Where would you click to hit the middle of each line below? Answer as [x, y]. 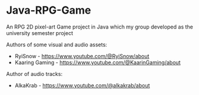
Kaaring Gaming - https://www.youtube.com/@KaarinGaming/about [98, 62]
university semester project [40, 33]
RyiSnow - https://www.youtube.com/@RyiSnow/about [82, 56]
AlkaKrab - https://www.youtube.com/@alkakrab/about [82, 85]
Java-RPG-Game [49, 10]
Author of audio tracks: [34, 74]
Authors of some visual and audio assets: [57, 45]
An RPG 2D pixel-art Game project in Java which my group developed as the [99, 27]
